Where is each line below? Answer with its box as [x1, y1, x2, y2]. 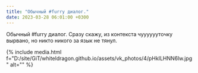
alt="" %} [10, 61, 34, 68]
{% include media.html [6, 48, 62, 55]
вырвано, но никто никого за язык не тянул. [6, 37, 118, 44]
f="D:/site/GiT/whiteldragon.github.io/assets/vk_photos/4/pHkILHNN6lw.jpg [6, 55, 193, 62]
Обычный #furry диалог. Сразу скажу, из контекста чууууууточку [6, 30, 173, 37]
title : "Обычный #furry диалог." [6, 8, 89, 15]
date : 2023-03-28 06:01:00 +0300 [6, 14, 89, 20]
